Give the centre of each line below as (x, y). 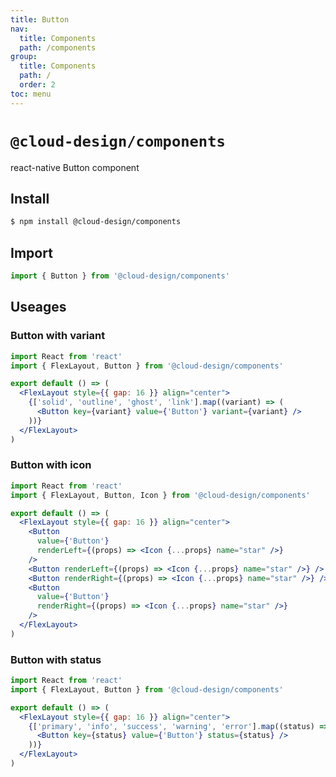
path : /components (58, 47)
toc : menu (31, 94)
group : (24, 57)
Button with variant (58, 336)
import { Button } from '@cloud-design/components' (120, 276)
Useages (38, 307)
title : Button (40, 19)
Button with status (56, 659)
